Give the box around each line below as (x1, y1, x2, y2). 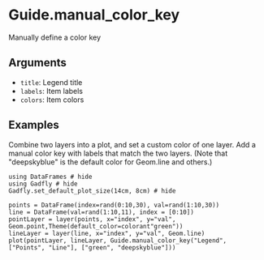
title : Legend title (19, 77, 83, 87)
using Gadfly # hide (8, 180, 79, 188)
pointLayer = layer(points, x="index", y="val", (8, 215, 176, 224)
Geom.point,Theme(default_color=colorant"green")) (8, 222, 184, 230)
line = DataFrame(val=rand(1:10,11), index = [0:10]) (8, 208, 195, 216)
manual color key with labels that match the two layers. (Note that (8, 148, 228, 158)
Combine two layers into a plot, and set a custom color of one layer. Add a (8, 139, 256, 149)
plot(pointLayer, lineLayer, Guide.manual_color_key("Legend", (8, 237, 227, 245)
